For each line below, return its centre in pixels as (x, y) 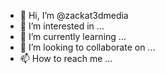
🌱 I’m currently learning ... (73, 36)
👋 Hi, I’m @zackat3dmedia (74, 15)
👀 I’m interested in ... (62, 26)
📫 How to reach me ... (66, 58)
